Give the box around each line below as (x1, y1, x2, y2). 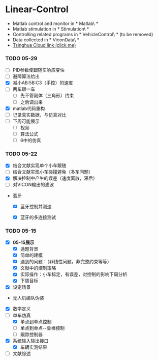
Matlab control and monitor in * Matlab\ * (12, 20, 99, 26)
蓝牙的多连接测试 (20, 214, 56, 220)
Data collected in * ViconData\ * (12, 37, 80, 43)
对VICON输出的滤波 (12, 182, 54, 188)
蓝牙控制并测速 (20, 203, 52, 209)
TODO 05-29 (5, 54, 38, 62)
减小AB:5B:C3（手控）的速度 (12, 80, 74, 86)
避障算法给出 (12, 73, 40, 79)
